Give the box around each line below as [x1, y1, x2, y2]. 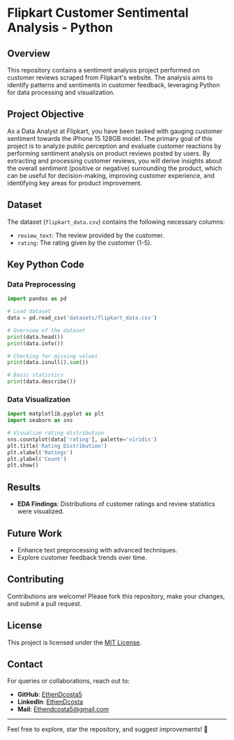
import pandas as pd [7, 295, 68, 303]
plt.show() [7, 462, 39, 469]
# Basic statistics [7, 372, 64, 379]
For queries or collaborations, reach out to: [7, 677, 130, 685]
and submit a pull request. [7, 599, 82, 607]
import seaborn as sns [7, 417, 73, 424]
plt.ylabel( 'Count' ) [7, 455, 68, 462]
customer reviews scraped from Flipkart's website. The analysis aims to [7, 73, 214, 82]
